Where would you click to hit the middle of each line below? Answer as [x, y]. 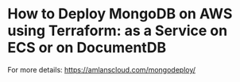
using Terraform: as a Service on [118, 31]
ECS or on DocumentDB [87, 48]
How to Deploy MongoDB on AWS [120, 14]
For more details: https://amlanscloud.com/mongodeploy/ [102, 69]
